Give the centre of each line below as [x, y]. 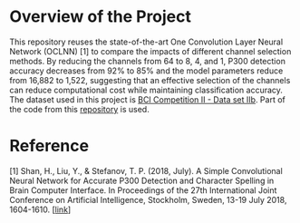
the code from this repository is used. [79, 109]
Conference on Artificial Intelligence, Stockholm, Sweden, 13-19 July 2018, [148, 199]
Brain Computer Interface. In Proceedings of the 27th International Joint [143, 190]
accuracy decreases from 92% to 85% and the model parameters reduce [146, 71]
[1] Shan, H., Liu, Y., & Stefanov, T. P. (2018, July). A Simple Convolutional [146, 170]
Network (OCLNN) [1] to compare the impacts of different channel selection [150, 51]
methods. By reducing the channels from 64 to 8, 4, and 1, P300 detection [147, 61]
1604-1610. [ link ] [40, 209]
